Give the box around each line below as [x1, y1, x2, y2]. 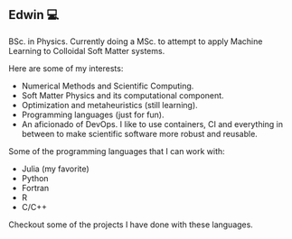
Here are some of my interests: [8, 62, 124, 74]
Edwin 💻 [8, 7, 60, 23]
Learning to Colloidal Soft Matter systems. [8, 45, 165, 56]
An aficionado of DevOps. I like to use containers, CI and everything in [21, 118, 284, 129]
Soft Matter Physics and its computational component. [21, 89, 224, 101]
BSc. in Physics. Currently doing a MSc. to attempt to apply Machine [8, 35, 263, 47]
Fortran [21, 182, 50, 193]
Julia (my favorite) [21, 163, 89, 174]
